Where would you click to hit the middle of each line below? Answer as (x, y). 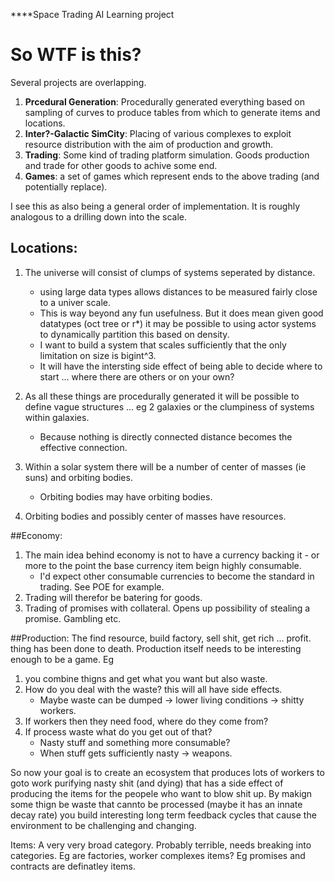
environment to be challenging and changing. (103, 825)
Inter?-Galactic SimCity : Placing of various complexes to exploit (158, 133)
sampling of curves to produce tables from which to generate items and (172, 112)
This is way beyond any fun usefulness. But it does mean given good (181, 313)
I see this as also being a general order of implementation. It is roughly (155, 206)
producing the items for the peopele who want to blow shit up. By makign (161, 793)
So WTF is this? (76, 55)
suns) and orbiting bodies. (78, 477)
